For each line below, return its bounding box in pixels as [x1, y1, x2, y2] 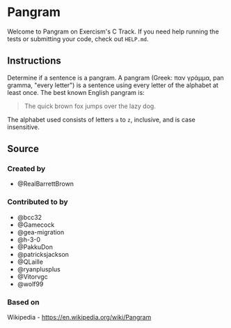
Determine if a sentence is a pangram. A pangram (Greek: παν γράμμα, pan [7, 73, 224, 82]
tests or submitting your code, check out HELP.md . [7, 34, 149, 43]
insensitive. [7, 123, 40, 131]
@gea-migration [17, 228, 65, 236]
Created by [7, 164, 46, 174]
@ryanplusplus [17, 264, 61, 273]
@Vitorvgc [17, 272, 48, 281]
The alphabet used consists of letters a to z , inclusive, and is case [7, 115, 196, 124]
